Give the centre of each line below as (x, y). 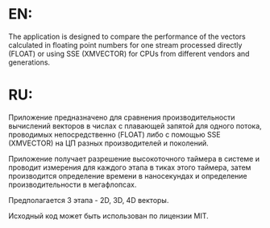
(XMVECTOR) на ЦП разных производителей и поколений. (109, 143)
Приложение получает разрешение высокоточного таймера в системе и (134, 158)
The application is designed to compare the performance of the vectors (127, 36)
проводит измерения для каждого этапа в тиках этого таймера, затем (130, 167)
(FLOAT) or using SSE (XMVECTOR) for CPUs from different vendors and (129, 53)
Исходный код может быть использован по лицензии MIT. (109, 216)
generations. (29, 62)
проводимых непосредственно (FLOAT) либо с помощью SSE (114, 134)
